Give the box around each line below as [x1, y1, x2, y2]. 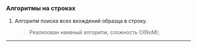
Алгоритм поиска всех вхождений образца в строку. [14, 18, 148, 25]
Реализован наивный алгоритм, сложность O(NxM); [29, 29, 160, 36]
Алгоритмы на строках [6, 4, 76, 12]
